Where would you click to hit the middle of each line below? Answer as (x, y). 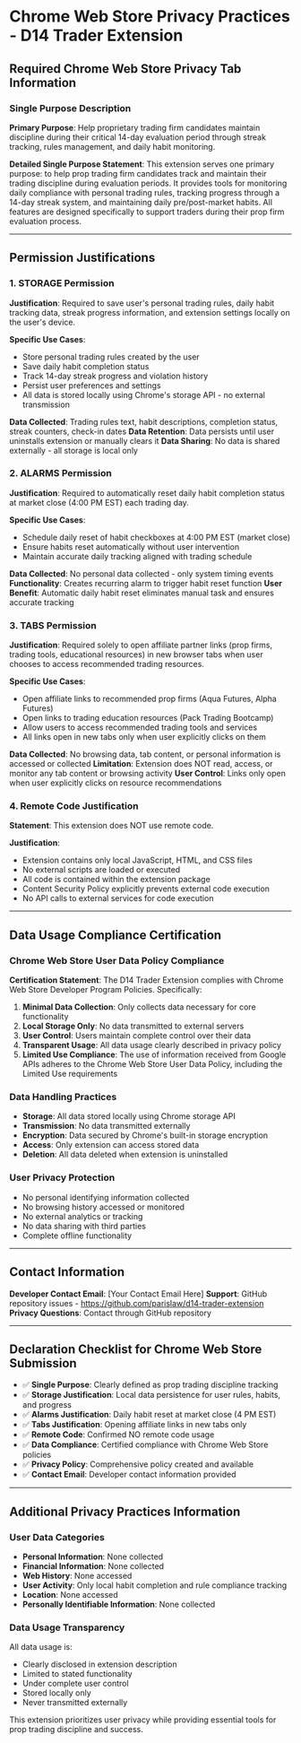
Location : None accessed (70, 1595)
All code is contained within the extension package (116, 880)
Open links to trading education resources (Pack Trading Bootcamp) (148, 718)
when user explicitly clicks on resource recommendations (116, 783)
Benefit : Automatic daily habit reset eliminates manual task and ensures (142, 593)
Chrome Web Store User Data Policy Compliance (117, 960)
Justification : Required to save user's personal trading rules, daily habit (142, 303)
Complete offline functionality (77, 1236)
